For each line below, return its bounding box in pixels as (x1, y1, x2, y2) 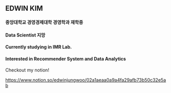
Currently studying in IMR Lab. (5, 44, 72, 50)
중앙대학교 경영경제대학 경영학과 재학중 (5, 19, 83, 25)
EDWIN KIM (5, 4, 43, 13)
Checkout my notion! (5, 67, 50, 73)
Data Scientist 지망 (5, 32, 46, 38)
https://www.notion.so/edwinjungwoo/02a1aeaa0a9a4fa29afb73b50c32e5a (5, 77, 166, 83)
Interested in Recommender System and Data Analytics (5, 55, 126, 62)
